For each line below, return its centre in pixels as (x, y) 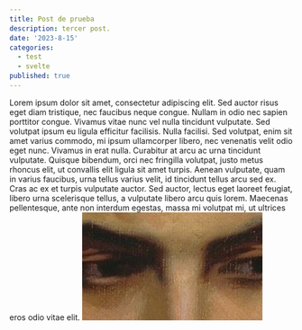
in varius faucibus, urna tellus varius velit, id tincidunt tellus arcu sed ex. (143, 179)
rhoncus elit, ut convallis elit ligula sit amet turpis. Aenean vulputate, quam (147, 169)
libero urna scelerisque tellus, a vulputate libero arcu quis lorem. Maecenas (149, 198)
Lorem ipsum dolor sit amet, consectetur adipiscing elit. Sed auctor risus (144, 103)
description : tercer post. (60, 28)
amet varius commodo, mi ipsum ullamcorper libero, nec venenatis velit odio (151, 140)
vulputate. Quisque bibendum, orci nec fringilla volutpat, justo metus (137, 160)
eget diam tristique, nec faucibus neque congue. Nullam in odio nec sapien (149, 111)
